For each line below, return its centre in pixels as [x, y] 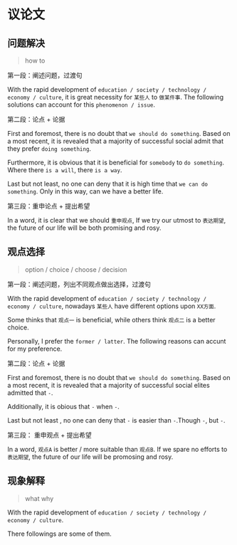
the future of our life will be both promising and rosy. [84, 228]
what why [39, 498]
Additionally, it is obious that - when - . [63, 406]
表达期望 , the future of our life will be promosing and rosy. [90, 457]
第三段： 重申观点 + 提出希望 [50, 435]
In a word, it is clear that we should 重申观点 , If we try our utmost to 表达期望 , [117, 220]
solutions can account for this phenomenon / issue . [81, 105]
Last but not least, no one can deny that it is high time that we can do [108, 184]
